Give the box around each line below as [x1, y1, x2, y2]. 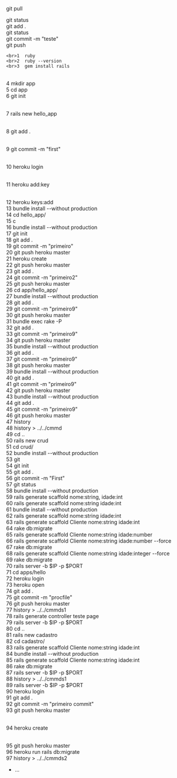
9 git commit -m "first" [6, 146, 61, 152]
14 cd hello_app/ [6, 211, 46, 218]
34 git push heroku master [6, 336, 71, 344]
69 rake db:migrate [6, 556, 53, 563]
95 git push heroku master [6, 742, 71, 749]
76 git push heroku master [6, 600, 70, 607]
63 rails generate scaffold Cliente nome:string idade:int [6, 519, 140, 525]
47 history [6, 419, 31, 425]
